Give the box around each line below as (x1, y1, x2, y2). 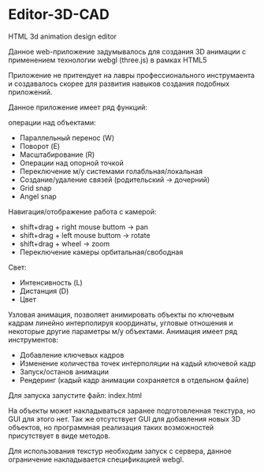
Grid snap (19, 183, 52, 192)
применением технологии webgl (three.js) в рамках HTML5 (8, 55, 207, 65)
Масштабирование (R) (19, 150, 95, 159)
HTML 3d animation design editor (8, 32, 117, 41)
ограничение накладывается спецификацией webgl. (8, 455, 184, 464)
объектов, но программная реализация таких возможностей (8, 422, 214, 432)
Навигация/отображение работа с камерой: (8, 206, 157, 216)
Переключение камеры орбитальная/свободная (19, 247, 184, 257)
